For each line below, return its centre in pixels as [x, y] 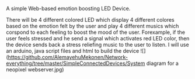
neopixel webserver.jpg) [35, 69]
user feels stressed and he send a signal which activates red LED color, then [98, 38]
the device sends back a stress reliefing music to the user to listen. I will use [97, 44]
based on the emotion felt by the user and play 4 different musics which [93, 26]
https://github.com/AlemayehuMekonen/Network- [68, 57]
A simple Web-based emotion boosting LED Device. [68, 8]
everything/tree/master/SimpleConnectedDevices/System [76, 63]
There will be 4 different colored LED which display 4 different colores [90, 20]
